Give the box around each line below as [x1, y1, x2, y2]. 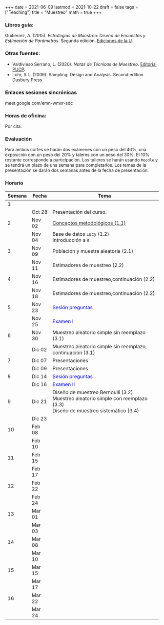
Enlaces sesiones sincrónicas [5, 89, 77, 96]
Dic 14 [31, 373, 47, 379]
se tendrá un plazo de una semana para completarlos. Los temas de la [5, 162, 146, 168]
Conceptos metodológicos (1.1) [52, 220, 126, 226]
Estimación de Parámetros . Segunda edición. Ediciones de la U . [5, 38, 133, 44]
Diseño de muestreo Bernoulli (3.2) [52, 389, 133, 396]
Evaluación [5, 135, 32, 142]
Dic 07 [31, 357, 47, 364]
